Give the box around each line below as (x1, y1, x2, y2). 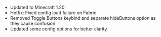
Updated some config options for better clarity (10, 26, 107, 32)
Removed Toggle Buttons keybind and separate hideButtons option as (10, 15, 156, 21)
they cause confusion (10, 20, 56, 26)
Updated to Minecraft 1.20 (10, 5, 65, 10)
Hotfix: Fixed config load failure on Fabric (10, 10, 97, 16)
